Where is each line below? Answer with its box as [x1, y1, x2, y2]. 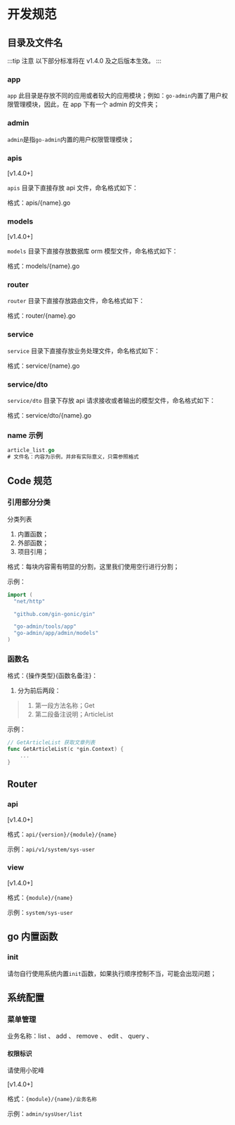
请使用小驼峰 [7, 1066, 44, 1074]
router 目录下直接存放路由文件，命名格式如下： [7, 297, 145, 305]
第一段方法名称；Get [34, 701, 95, 710]
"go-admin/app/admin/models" [13, 630, 99, 637]
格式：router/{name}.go [7, 311, 76, 320]
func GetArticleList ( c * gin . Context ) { [7, 746, 124, 753]
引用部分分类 [7, 497, 51, 507]
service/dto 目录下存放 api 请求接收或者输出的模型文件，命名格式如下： [7, 397, 216, 405]
